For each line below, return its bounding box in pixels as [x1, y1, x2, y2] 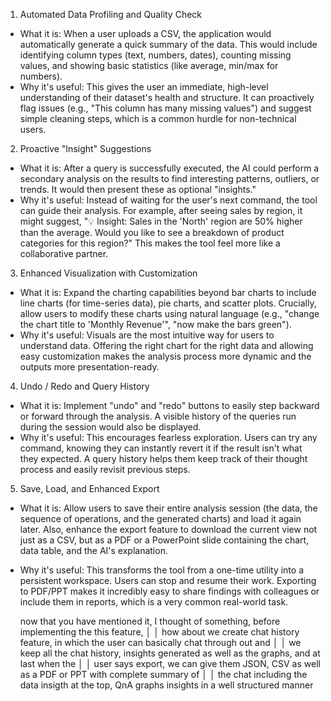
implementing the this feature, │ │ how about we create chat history [19, 626, 300, 638]
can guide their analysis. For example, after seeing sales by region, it [19, 205, 303, 216]
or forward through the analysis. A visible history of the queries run [19, 410, 297, 422]
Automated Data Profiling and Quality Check [19, 9, 203, 20]
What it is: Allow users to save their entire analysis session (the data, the [19, 502, 318, 514]
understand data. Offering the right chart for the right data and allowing [19, 340, 314, 351]
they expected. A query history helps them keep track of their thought [19, 453, 308, 464]
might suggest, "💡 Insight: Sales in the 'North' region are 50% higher [19, 215, 303, 227]
